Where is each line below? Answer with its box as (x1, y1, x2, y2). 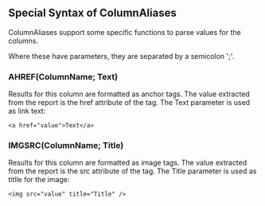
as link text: (8, 107, 46, 116)
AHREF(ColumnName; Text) (8, 71, 118, 82)
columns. (8, 36, 39, 45)
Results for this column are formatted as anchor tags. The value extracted (8, 89, 251, 99)
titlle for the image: (8, 175, 70, 185)
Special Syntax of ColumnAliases (8, 6, 177, 20)
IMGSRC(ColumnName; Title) (8, 140, 124, 151)
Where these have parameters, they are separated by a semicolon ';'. (8, 51, 235, 60)
